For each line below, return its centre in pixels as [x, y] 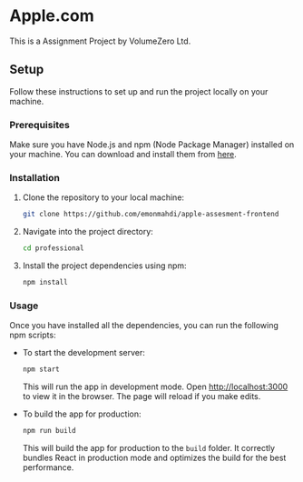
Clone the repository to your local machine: [103, 197]
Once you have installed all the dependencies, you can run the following [144, 326]
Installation [35, 177]
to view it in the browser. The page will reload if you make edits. [142, 397]
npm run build [49, 431]
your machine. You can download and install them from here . [123, 155]
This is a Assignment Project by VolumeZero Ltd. [100, 41]
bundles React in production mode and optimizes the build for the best [154, 458]
